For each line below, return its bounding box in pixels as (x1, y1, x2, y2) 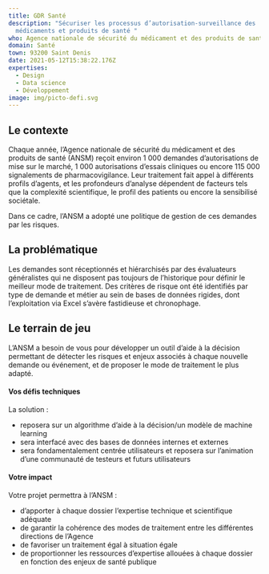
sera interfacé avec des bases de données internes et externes (19, 437, 229, 447)
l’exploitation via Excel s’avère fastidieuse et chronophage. (8, 298, 202, 308)
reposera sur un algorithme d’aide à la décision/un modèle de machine (19, 420, 253, 430)
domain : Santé (8, 42, 56, 50)
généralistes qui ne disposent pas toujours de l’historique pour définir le (8, 273, 246, 282)
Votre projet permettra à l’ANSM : (8, 491, 118, 500)
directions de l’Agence (19, 532, 94, 541)
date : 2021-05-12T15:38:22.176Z (8, 57, 116, 65)
